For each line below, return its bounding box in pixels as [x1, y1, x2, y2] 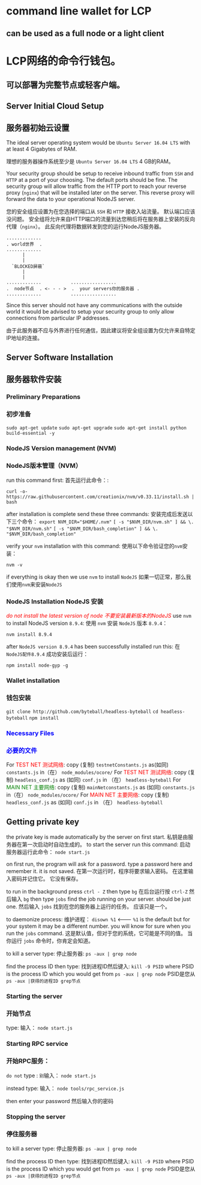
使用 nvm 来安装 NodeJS [11, 580, 62, 588]
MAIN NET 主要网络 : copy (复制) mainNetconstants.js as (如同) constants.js [6, 784, 195, 791]
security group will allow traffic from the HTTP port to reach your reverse [6, 182, 187, 190]
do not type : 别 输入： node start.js [6, 1072, 97, 1079]
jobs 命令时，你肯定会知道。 [23, 938, 94, 945]
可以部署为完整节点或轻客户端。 [6, 80, 125, 90]
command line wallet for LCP [6, 4, 152, 18]
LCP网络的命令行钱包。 [6, 54, 121, 67]
